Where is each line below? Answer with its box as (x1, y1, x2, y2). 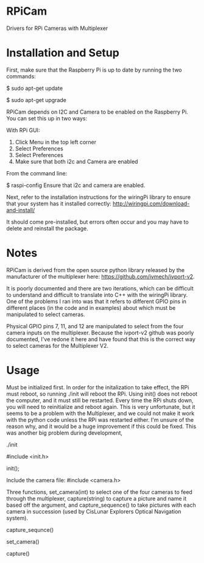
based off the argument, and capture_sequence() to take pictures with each (6, 501, 196, 509)
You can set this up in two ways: (6, 114, 88, 122)
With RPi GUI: (6, 127, 40, 134)
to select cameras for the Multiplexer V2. (6, 342, 108, 349)
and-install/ (6, 206, 35, 213)
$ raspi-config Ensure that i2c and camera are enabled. (6, 182, 146, 189)
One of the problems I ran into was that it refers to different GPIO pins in (6, 298, 187, 305)
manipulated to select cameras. (6, 311, 85, 318)
